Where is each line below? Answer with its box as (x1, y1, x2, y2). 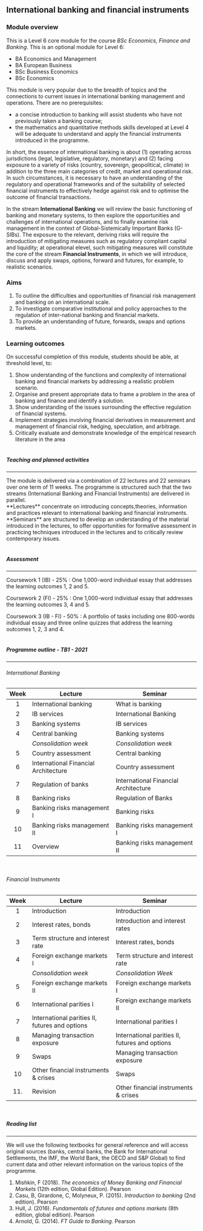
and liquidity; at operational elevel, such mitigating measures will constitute (6, 244, 193, 251)
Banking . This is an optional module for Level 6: (6, 43, 125, 50)
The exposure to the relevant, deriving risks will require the (22, 230, 169, 238)
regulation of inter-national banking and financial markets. (14, 311, 159, 318)
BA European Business (14, 61, 72, 69)
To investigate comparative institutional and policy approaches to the (14, 304, 187, 312)
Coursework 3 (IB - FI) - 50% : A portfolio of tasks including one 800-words (6, 612, 195, 620)
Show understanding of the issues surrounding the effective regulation (14, 403, 192, 411)
